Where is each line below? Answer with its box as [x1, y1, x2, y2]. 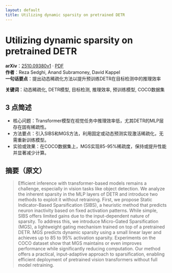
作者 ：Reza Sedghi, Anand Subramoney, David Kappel [5, 69, 121, 75]
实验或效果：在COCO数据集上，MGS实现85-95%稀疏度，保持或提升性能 [12, 143, 167, 149]
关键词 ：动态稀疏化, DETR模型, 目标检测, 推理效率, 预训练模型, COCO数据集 [5, 87, 165, 93]
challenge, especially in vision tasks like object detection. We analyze [17, 186, 165, 192]
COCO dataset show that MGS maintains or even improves [17, 240, 142, 246]
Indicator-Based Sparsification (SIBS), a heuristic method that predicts [17, 202, 167, 208]
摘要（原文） [5, 166, 46, 175]
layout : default [5, 7, 40, 13]
